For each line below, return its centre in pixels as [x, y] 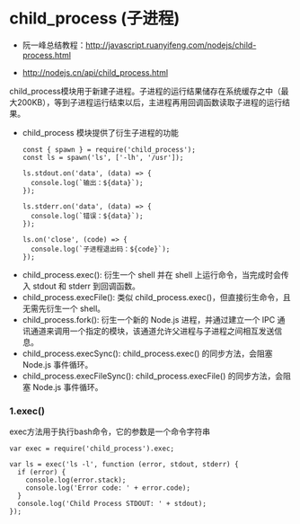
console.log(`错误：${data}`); [87, 216]
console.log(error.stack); [76, 480]
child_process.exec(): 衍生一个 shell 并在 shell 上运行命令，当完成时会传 [155, 274]
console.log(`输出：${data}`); [87, 182]
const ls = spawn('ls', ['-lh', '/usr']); [103, 157]
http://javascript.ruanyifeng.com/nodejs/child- [171, 45]
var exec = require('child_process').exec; [92, 449]
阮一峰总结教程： [54, 45]
